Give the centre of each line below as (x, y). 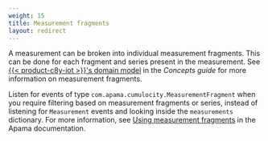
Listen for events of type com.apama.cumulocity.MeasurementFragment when (132, 95)
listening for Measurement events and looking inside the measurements (121, 111)
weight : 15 (27, 16)
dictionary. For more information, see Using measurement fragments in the (132, 120)
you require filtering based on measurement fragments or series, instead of (133, 103)
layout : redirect (37, 30)
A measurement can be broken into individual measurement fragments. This (134, 54)
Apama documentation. (47, 128)
